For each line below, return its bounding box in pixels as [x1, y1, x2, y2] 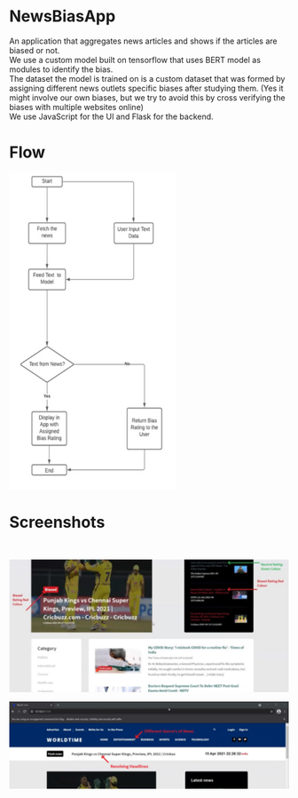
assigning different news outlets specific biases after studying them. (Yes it [9, 83, 284, 93]
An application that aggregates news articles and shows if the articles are [9, 36, 278, 46]
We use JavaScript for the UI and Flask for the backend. [9, 111, 215, 122]
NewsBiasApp [9, 6, 116, 27]
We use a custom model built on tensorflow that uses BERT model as [9, 54, 262, 65]
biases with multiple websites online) [9, 101, 144, 112]
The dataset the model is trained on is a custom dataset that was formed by [9, 73, 286, 84]
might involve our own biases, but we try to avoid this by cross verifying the [9, 92, 286, 103]
